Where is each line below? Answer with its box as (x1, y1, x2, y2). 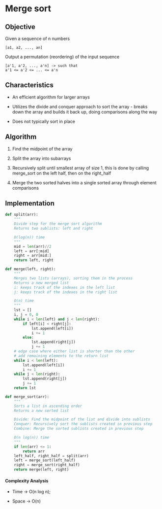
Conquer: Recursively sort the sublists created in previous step (14, 422, 153, 427)
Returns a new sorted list (14, 408, 69, 413)
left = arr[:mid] (14, 248, 50, 254)
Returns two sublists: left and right (14, 226, 93, 231)
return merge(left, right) (14, 467, 69, 472)
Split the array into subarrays (12, 155, 71, 161)
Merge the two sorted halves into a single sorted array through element (12, 179, 157, 185)
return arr (23, 449, 45, 454)
